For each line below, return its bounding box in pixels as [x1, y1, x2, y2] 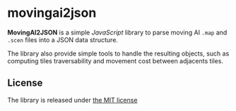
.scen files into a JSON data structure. [7, 35, 119, 44]
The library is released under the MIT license [7, 96, 138, 104]
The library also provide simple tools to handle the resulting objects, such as [7, 49, 230, 58]
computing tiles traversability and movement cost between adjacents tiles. [7, 56, 224, 65]
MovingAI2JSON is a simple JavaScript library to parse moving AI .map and [7, 28, 228, 37]
